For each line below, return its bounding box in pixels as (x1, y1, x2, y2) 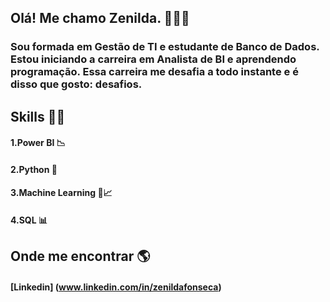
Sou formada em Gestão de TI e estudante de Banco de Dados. (10, 40, 320, 54)
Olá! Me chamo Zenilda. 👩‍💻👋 (10, 10, 190, 27)
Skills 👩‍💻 (10, 108, 66, 125)
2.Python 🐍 (10, 163, 58, 175)
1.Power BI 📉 (10, 137, 66, 149)
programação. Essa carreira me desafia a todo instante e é (10, 65, 299, 79)
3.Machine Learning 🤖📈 (10, 187, 113, 199)
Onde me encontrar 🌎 (10, 248, 151, 265)
